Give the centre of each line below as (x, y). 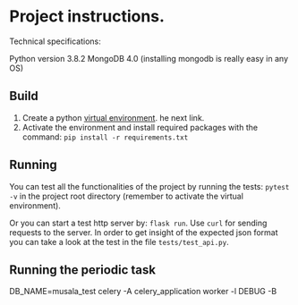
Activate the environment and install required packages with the (140, 127)
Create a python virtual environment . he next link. (113, 117)
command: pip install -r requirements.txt (105, 137)
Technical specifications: (55, 41)
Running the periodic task (83, 270)
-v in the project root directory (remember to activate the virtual (127, 196)
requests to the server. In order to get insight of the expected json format (144, 232)
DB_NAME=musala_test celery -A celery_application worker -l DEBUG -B (143, 292)
